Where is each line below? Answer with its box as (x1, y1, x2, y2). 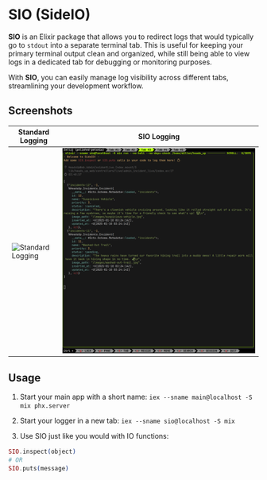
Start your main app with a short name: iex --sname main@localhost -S (19, 392, 253, 402)
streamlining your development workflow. (8, 81, 144, 91)
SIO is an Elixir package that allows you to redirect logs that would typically (8, 32, 254, 41)
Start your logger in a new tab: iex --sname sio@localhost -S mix (19, 416, 236, 426)
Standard (18, 127, 50, 137)
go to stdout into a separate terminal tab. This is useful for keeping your (8, 40, 244, 49)
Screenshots (8, 104, 73, 118)
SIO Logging (137, 131, 180, 141)
